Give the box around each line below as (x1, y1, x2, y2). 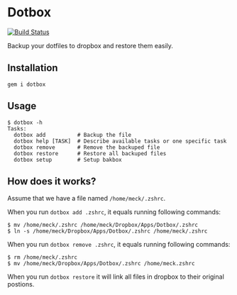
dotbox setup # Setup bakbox (13, 156, 122, 163)
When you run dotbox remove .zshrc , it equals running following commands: (7, 240, 231, 249)
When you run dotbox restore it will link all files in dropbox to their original (7, 272, 225, 281)
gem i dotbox (7, 81, 46, 88)
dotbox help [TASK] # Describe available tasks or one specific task (13, 138, 227, 145)
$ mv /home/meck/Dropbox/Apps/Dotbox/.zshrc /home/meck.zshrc (7, 260, 195, 267)
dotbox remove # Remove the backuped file (13, 143, 160, 151)
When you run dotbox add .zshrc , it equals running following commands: (7, 208, 221, 216)
